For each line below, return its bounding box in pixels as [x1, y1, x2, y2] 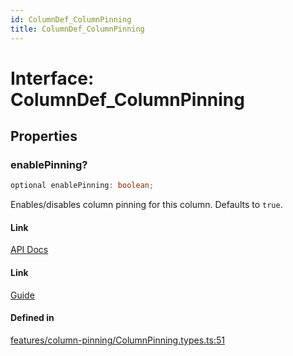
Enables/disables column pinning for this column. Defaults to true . [10, 199, 283, 211]
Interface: [10, 67, 95, 90]
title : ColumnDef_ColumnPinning [10, 24, 145, 34]
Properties [10, 128, 78, 145]
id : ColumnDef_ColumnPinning [10, 14, 132, 25]
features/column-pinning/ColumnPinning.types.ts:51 [10, 334, 225, 346]
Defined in [10, 312, 55, 324]
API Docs [10, 244, 49, 256]
